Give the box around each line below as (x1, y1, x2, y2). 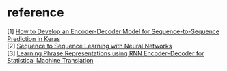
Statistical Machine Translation (7, 56, 94, 64)
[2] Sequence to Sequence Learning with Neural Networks (7, 42, 172, 50)
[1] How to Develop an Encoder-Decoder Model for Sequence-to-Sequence (7, 27, 220, 35)
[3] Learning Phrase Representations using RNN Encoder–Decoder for (7, 49, 204, 57)
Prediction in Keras (7, 34, 60, 42)
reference (7, 5, 64, 20)
